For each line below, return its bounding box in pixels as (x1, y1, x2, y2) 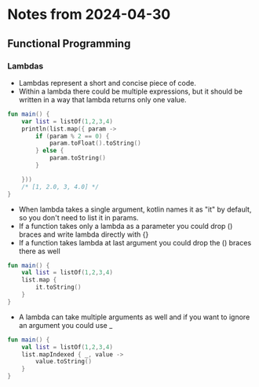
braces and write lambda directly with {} (18, 230, 149, 239)
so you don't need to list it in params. (18, 212, 139, 222)
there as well (18, 246, 60, 256)
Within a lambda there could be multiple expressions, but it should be (18, 87, 243, 96)
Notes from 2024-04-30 (7, 6, 171, 24)
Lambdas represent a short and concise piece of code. (18, 78, 197, 87)
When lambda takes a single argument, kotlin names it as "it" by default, (18, 205, 252, 214)
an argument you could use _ (18, 320, 113, 330)
